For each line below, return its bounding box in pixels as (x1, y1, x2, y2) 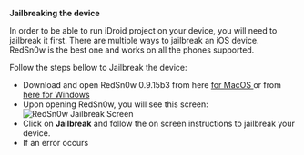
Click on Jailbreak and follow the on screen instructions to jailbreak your (22, 118, 296, 129)
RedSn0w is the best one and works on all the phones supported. (9, 44, 255, 55)
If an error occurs (22, 138, 89, 148)
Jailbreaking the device (9, 8, 100, 18)
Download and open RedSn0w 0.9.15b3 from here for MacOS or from (22, 80, 282, 90)
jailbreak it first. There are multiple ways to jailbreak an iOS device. (9, 35, 259, 45)
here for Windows (22, 90, 90, 100)
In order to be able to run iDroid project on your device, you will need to (9, 25, 278, 35)
